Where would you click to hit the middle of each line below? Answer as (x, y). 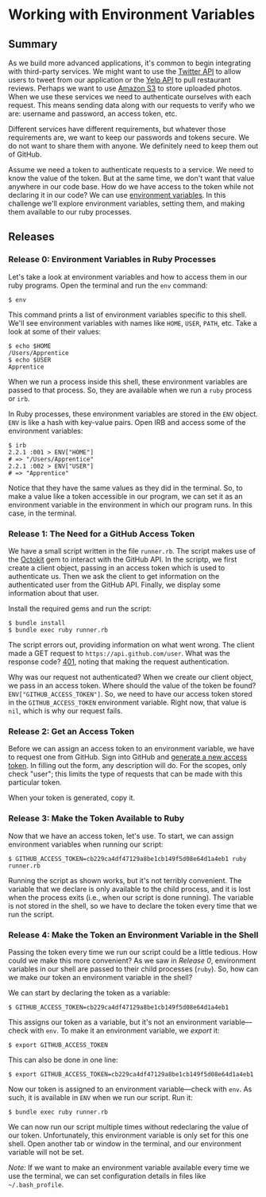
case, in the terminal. (42, 513)
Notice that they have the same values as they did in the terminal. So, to (126, 488)
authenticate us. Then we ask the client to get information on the (114, 576)
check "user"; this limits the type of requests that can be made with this (125, 774)
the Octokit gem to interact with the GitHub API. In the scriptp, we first (123, 559)
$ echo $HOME (30, 346)
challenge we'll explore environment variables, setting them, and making (127, 203)
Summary (33, 44)
